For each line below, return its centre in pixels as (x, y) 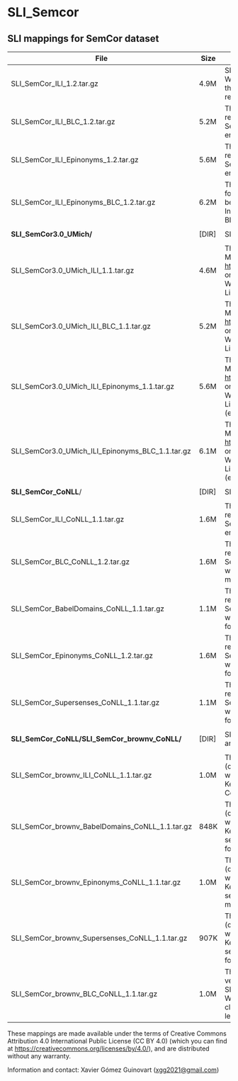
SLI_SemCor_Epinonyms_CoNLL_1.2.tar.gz (82, 656)
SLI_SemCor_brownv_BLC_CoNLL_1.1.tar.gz (84, 994)
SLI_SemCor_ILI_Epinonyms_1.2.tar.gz (75, 160)
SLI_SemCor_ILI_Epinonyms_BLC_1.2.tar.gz (83, 202)
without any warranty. (39, 1056)
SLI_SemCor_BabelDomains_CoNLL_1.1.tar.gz (88, 609)
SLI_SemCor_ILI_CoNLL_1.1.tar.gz (68, 519)
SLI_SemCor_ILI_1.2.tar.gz (55, 84)
